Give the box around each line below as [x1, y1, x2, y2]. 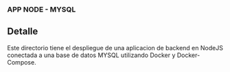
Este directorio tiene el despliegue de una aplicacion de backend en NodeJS [7, 43, 223, 52]
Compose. [7, 58, 36, 66]
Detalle [7, 26, 38, 37]
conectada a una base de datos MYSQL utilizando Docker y [7, 51, 176, 59]
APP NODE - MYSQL [7, 5, 76, 14]
